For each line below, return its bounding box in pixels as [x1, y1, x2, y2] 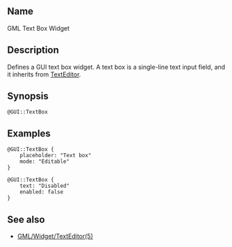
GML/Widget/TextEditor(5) [17, 232, 94, 241]
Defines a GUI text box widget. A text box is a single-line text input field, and [7, 63, 226, 71]
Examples [7, 127, 51, 139]
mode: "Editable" [19, 158, 70, 166]
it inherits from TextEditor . [7, 70, 81, 79]
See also [7, 214, 45, 225]
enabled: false [19, 189, 64, 196]
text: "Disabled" [19, 182, 70, 190]
